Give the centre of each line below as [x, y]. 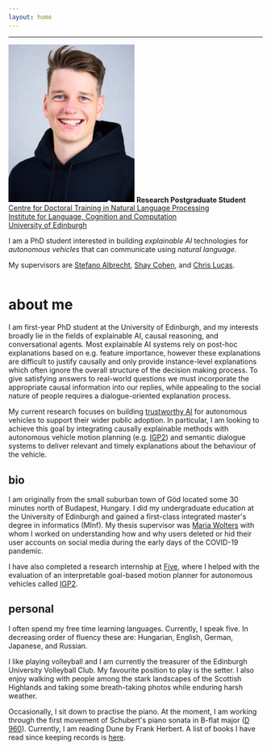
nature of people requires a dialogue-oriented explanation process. [120, 396]
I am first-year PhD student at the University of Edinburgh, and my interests [133, 327]
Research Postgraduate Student [191, 200]
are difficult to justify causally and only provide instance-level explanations [133, 362]
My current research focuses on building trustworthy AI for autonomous [128, 411]
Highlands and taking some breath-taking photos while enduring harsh [126, 687]
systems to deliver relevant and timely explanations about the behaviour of [132, 446]
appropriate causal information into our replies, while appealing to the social [134, 387]
